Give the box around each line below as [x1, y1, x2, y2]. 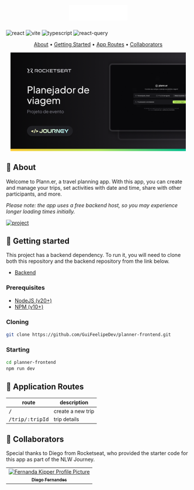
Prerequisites [6, 284, 45, 292]
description [59, 399, 89, 406]
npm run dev [6, 366, 35, 372]
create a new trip [53, 408, 95, 415]
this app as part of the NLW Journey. [6, 456, 95, 463]
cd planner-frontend [6, 360, 57, 366]
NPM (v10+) [14, 303, 44, 310]
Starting [6, 345, 30, 353]
